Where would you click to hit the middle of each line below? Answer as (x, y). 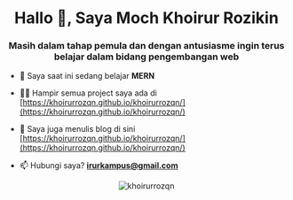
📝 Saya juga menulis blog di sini (77, 129)
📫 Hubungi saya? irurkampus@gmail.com (99, 165)
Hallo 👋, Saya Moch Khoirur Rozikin (146, 18)
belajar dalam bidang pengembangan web (146, 57)
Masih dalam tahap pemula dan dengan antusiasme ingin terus (146, 46)
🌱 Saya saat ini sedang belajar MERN (87, 76)
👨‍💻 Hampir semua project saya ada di (88, 93)
